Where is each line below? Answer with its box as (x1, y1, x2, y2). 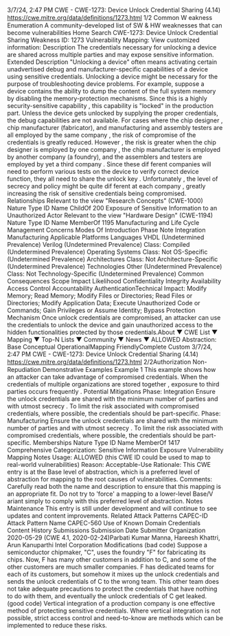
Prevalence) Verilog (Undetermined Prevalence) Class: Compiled (7, 241, 190, 248)
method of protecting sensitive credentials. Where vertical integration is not (7, 606, 221, 615)
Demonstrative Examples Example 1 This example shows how (42, 366, 216, 373)
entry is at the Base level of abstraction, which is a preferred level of (7, 468, 200, 476)
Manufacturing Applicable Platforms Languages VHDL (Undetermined (7, 233, 205, 241)
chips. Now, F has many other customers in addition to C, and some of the (7, 556, 217, 563)
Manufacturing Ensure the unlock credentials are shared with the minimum (7, 417, 218, 425)
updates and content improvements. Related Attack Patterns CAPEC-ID (7, 512, 208, 520)
